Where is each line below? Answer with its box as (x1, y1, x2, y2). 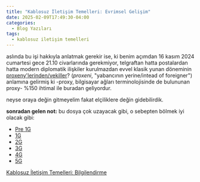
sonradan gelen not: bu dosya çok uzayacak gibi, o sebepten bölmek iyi (6, 108, 184, 115)
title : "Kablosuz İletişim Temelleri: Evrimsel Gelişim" (6, 8, 151, 15)
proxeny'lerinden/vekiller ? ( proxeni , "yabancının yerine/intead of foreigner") (6, 72, 193, 79)
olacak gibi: (6, 114, 35, 121)
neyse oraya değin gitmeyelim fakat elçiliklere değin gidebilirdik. (6, 96, 164, 103)
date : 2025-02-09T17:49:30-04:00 (6, 14, 90, 20)
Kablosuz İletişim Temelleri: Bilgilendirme (6, 169, 107, 176)
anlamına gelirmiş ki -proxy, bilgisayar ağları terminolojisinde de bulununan (6, 78, 190, 85)
